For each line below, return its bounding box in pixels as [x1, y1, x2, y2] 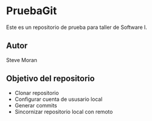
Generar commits [14, 102, 57, 109]
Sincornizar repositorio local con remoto [14, 108, 114, 115]
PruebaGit [6, 4, 57, 18]
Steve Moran [6, 56, 37, 63]
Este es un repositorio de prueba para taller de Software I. [6, 24, 147, 31]
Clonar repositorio [14, 89, 59, 96]
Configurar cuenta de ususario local [14, 96, 102, 103]
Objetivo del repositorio [6, 74, 95, 84]
